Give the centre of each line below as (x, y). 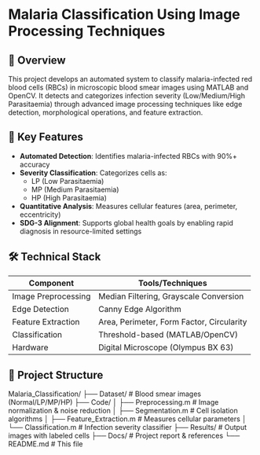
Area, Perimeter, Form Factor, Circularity (172, 321)
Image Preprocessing (51, 296)
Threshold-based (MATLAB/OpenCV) (168, 334)
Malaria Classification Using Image (125, 15)
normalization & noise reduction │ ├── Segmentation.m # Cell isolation (123, 411)
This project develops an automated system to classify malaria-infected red (130, 79)
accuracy (35, 164)
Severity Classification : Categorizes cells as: (93, 172)
